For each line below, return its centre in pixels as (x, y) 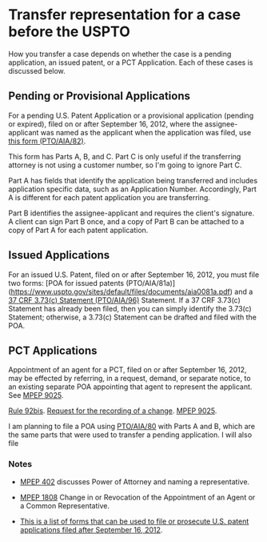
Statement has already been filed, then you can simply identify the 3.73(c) (130, 308)
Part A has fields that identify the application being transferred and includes (133, 180)
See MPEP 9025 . (36, 395)
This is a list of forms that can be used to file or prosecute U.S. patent (134, 521)
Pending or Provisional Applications (99, 96)
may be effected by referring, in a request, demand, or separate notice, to (130, 379)
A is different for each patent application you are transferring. (109, 197)
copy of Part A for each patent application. (78, 230)
